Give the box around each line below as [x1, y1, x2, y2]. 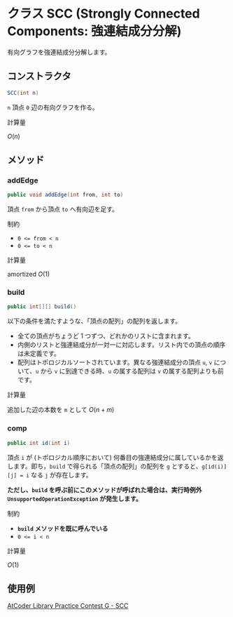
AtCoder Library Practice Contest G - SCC [7, 602, 129, 610]
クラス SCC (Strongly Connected [7, 6, 201, 22]
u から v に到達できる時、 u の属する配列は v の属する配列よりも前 [35, 367, 224, 376]
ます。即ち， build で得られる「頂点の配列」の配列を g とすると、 [13, 462, 202, 470]
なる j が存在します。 [31, 470, 92, 479]
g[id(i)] [202, 463, 227, 470]
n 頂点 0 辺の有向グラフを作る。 [7, 102, 99, 112]
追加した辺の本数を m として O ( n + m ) [7, 406, 115, 414]
